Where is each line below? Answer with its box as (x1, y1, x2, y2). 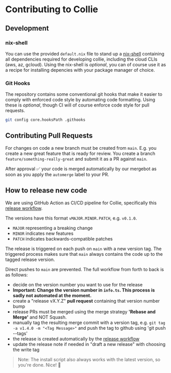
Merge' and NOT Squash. (12, 314, 67, 320)
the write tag (12, 347, 40, 353)
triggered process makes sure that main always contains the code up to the (5, 251, 163, 257)
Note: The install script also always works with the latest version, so (17, 356, 161, 362)
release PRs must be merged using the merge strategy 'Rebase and (12, 308, 156, 314)
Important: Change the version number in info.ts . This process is (12, 287, 155, 293)
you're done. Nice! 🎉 (17, 362, 61, 368)
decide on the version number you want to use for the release (12, 281, 143, 287)
